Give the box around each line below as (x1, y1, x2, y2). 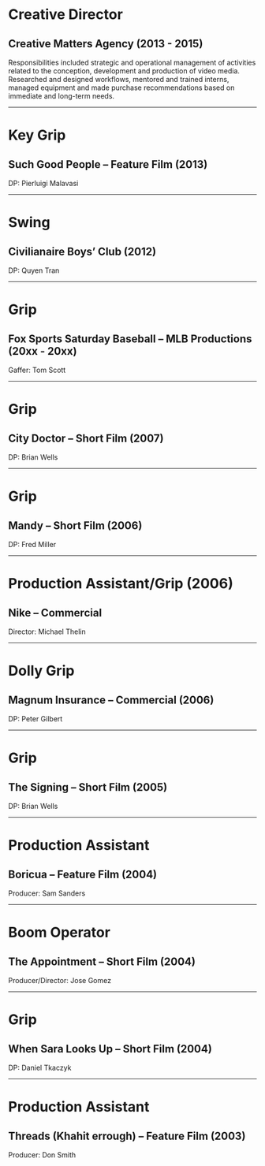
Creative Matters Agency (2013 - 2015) (8, 37, 203, 50)
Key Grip (8, 126, 66, 144)
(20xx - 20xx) (8, 345, 77, 358)
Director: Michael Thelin (8, 627, 86, 636)
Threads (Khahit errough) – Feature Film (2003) (8, 1129, 246, 1142)
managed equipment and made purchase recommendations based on (8, 83, 235, 92)
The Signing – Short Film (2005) (8, 780, 168, 794)
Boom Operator (8, 924, 110, 941)
